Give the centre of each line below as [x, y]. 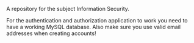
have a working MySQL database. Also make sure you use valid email [94, 27]
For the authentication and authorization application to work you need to [97, 20]
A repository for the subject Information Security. [68, 9]
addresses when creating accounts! [51, 33]
